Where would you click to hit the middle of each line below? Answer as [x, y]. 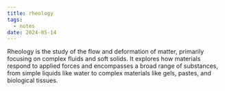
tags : [15, 20]
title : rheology [30, 13]
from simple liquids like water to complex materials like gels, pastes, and [109, 73]
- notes [24, 26]
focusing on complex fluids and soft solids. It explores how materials [104, 59]
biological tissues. [33, 80]
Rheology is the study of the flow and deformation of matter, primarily [106, 52]
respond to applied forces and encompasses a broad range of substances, [113, 66]
